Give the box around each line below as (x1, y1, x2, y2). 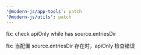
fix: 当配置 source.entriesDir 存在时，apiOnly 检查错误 (6, 42, 135, 49)
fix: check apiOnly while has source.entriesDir (6, 30, 117, 37)
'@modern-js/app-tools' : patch (6, 8, 82, 15)
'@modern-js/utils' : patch (6, 14, 72, 20)
